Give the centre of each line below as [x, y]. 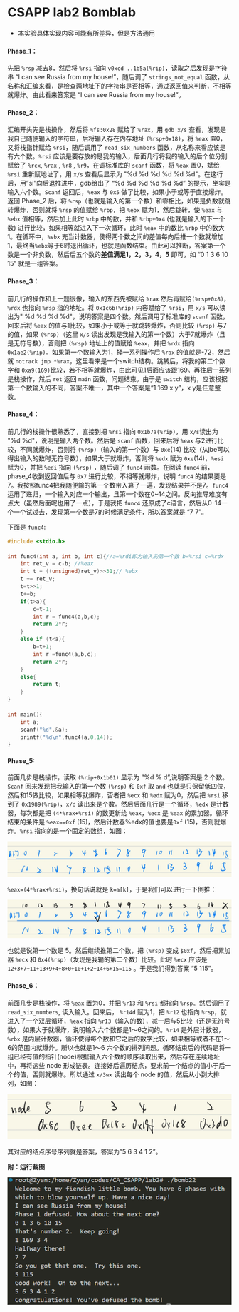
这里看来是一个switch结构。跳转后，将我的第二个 [148, 360]
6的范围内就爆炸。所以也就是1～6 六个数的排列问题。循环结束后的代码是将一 [119, 1048]
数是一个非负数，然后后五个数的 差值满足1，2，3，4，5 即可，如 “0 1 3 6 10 [118, 255]
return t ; [47, 685]
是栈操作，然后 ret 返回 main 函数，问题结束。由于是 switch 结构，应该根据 [117, 378]
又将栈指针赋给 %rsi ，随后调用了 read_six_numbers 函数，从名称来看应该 [113, 148]
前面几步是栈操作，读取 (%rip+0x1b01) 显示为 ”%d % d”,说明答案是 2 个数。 [118, 777]
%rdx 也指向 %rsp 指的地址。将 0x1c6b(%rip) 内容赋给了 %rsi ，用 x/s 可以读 [117, 307]
